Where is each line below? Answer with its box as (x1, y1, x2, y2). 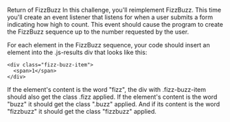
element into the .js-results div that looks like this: (7, 48, 148, 56)
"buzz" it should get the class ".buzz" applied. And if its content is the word (7, 100, 220, 108)
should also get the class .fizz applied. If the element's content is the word (7, 93, 218, 101)
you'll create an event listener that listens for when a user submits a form (7, 13, 214, 21)
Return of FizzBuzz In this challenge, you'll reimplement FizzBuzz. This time (7, 6, 222, 14)
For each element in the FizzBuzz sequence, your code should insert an (7, 41, 211, 49)
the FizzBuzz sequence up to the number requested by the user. (7, 27, 189, 36)
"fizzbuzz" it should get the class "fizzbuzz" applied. (7, 108, 157, 115)
